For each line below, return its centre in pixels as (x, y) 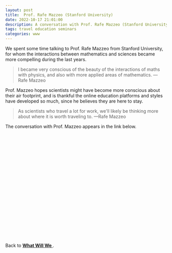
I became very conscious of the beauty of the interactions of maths (89, 69)
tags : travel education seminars (41, 29)
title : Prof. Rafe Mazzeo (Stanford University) (59, 15)
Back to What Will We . (30, 245)
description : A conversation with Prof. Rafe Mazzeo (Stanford (74, 24)
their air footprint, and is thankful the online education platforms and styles (84, 96)
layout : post (19, 10)
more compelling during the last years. (46, 59)
